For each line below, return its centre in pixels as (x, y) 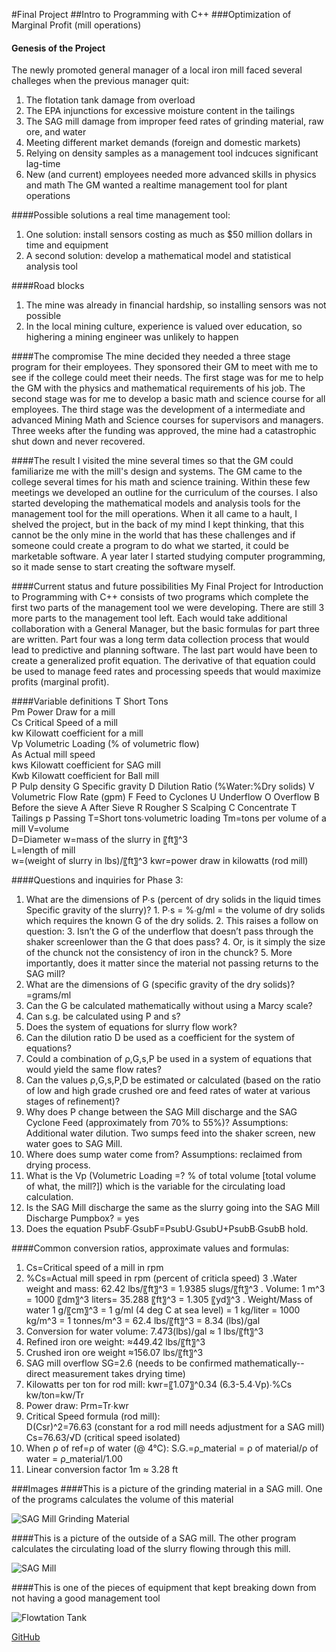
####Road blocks (48, 286)
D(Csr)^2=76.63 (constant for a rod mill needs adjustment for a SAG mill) (175, 1427)
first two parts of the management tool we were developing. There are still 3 (168, 608)
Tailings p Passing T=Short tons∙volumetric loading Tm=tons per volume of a (169, 818)
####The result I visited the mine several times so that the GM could (152, 461)
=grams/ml (48, 995)
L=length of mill (43, 850)
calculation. (49, 1197)
